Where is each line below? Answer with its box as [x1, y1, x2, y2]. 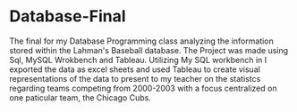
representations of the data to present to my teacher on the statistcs [9, 73, 261, 84]
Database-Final [9, 6, 127, 27]
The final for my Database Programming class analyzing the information [9, 36, 275, 46]
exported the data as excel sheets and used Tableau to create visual [9, 64, 261, 75]
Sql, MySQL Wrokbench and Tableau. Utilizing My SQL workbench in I [9, 54, 267, 65]
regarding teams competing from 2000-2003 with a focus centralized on [9, 83, 277, 93]
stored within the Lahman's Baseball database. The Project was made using [9, 44, 289, 55]
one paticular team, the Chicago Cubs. [9, 92, 152, 103]
